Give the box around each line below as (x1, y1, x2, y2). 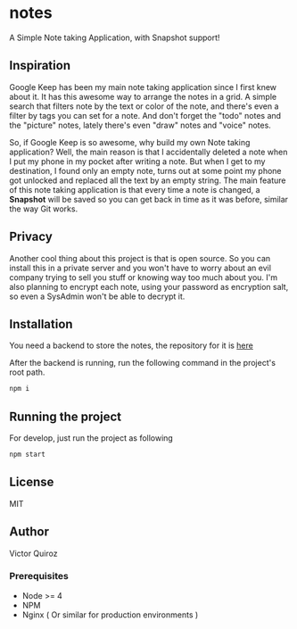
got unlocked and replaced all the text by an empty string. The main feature (9, 175, 287, 186)
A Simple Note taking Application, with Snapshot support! (9, 32, 220, 43)
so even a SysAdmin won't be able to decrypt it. (9, 291, 186, 302)
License (9, 475, 54, 490)
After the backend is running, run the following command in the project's (9, 358, 276, 368)
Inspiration (9, 58, 71, 73)
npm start (9, 450, 46, 459)
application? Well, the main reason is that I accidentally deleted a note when (9, 146, 288, 157)
